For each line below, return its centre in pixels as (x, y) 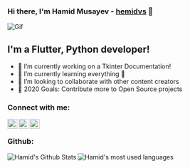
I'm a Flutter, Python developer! (79, 49)
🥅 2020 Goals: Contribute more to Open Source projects (100, 89)
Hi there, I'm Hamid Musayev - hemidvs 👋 (80, 11)
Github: (21, 142)
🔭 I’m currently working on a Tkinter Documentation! (94, 66)
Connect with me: (39, 107)
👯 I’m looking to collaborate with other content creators (98, 82)
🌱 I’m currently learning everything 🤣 (72, 74)
